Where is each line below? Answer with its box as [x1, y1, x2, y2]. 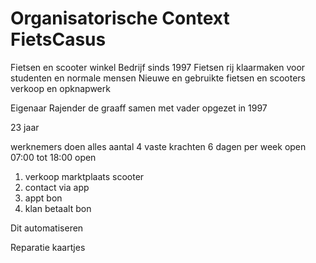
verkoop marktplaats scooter [24, 170, 145, 182]
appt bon [24, 192, 63, 204]
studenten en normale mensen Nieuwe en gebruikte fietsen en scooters [10, 72, 306, 84]
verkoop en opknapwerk [10, 82, 111, 94]
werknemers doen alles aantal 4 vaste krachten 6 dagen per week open [10, 140, 307, 152]
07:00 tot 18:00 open [10, 151, 97, 163]
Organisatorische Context [10, 7, 230, 30]
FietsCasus [10, 28, 107, 51]
